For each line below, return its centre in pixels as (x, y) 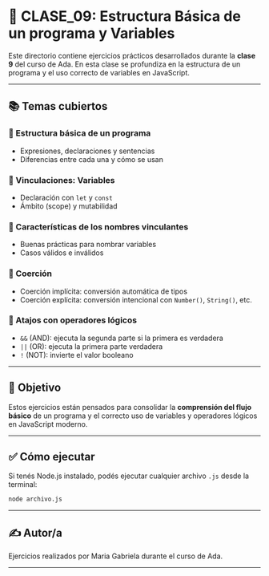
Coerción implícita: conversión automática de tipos (104, 291)
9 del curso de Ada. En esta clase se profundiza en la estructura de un (124, 64)
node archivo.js (35, 499)
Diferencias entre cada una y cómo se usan (92, 159)
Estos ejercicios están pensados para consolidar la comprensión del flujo (130, 407)
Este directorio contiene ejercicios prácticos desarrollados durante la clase (132, 55)
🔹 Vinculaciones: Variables (62, 180)
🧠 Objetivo (35, 388)
